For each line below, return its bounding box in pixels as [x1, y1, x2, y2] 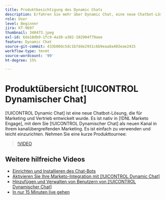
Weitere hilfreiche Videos [5, 155, 85, 163]
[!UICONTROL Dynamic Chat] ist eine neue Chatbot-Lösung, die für [5, 110, 142, 116]
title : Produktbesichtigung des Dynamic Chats [5, 7, 103, 12]
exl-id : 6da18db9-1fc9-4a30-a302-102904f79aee [5, 35, 103, 40]
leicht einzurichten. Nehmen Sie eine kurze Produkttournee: [5, 131, 127, 137]
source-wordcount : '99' [5, 53, 54, 58]
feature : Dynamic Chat [5, 40, 52, 44]
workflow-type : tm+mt [5, 48, 50, 53]
